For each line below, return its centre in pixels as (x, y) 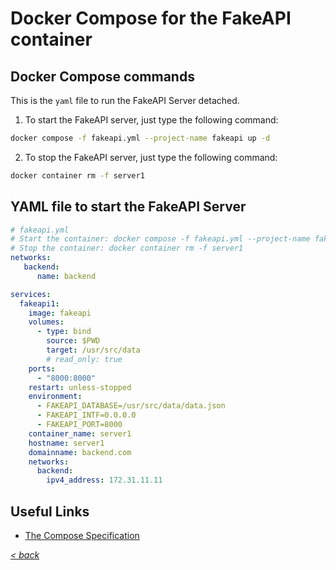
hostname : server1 (66, 443)
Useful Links (50, 511)
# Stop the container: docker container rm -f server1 (127, 248)
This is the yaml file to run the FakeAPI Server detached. (125, 100)
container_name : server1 (80, 433)
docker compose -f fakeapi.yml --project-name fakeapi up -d (140, 138)
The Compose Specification (82, 535)
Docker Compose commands (102, 76)
